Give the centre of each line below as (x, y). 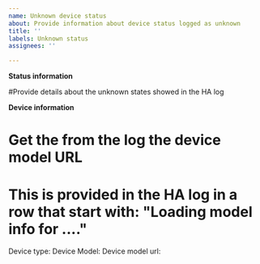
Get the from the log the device (115, 141)
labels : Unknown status (49, 38)
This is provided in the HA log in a (123, 194)
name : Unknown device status (58, 16)
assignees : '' (32, 46)
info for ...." (48, 229)
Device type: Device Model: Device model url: (85, 251)
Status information (40, 76)
